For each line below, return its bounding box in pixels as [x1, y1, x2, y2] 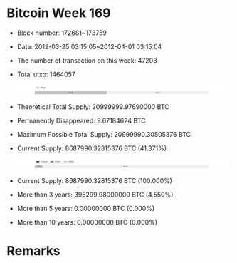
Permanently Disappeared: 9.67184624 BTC [16, 116, 146, 125]
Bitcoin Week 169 [6, 5, 111, 21]
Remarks [6, 243, 61, 259]
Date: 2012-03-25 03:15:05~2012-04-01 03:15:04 [16, 42, 162, 51]
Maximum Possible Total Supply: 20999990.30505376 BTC [16, 130, 191, 139]
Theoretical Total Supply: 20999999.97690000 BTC [16, 103, 170, 111]
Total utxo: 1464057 [16, 70, 76, 78]
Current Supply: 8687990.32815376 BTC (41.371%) [16, 144, 167, 153]
